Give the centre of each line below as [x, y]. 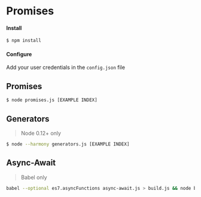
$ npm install [24, 41]
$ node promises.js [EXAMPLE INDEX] [52, 100]
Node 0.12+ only [41, 133]
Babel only [34, 177]
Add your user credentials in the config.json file [66, 68]
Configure [19, 54]
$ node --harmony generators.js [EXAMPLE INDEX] [68, 144]
